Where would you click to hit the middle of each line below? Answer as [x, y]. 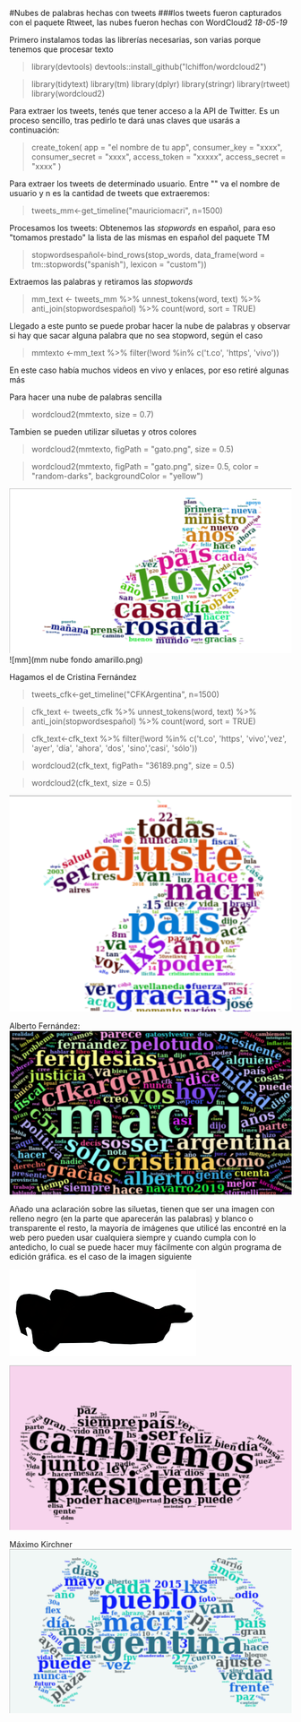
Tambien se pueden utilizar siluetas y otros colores [103, 432]
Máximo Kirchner [41, 1544]
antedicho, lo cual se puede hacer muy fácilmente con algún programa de [146, 1247]
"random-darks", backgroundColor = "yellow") [117, 476]
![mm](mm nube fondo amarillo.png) [76, 659]
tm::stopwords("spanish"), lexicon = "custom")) [119, 264]
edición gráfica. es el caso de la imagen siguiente [101, 1257]
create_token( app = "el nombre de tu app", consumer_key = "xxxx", [157, 147]
